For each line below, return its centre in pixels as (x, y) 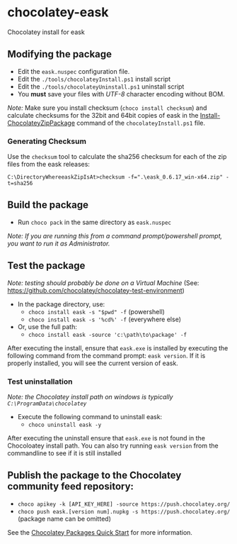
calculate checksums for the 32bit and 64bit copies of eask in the (103, 115)
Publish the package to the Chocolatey (94, 476)
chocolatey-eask (58, 12)
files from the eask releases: (49, 165)
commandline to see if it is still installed (64, 453)
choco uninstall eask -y (65, 425)
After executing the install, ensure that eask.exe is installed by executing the (118, 348)
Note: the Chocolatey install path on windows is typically (90, 396)
